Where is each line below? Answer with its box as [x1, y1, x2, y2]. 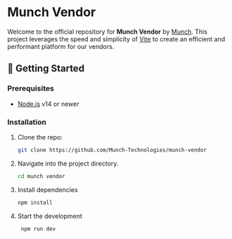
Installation [7, 117, 47, 127]
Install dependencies [17, 185, 79, 193]
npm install [17, 199, 53, 206]
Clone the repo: [17, 132, 63, 141]
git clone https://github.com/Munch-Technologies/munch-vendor [17, 146, 207, 153]
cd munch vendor [17, 172, 65, 179]
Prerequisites [7, 83, 54, 93]
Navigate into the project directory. [17, 159, 119, 168]
